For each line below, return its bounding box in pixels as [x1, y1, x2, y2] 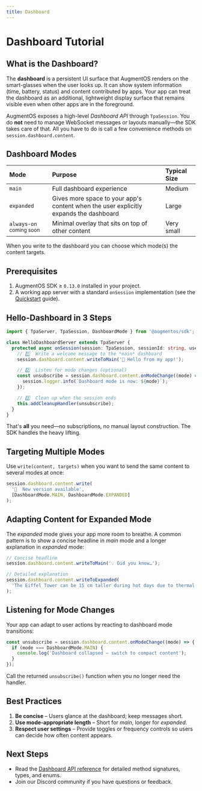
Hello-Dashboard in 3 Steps [6, 312, 112, 323]
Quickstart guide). [14, 295, 60, 303]
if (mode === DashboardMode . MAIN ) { [11, 644, 103, 651]
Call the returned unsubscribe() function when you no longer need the [6, 673, 180, 679]
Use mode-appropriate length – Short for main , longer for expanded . [14, 719, 188, 726]
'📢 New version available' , [11, 487, 85, 493]
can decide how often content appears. [14, 731, 113, 738]
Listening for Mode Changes [6, 605, 115, 615]
